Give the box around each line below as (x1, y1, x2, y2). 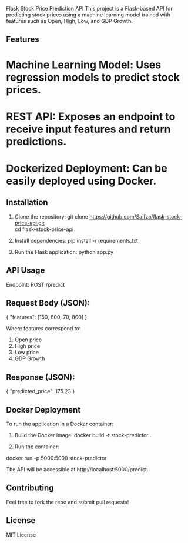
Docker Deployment (6, 405, 81, 415)
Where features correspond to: (6, 325, 81, 332)
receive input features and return (6, 122, 171, 136)
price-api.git (14, 219, 45, 226)
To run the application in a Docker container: (6, 420, 114, 428)
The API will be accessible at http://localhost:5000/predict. (6, 466, 149, 473)
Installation (6, 197, 48, 207)
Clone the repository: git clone (14, 213, 88, 220)
